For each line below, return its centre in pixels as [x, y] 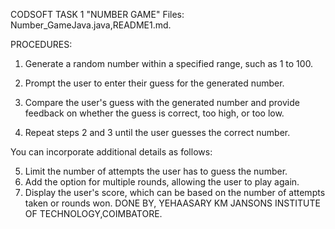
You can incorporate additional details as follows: [111, 152]
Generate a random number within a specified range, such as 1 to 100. [169, 63]
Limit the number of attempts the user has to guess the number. [156, 171]
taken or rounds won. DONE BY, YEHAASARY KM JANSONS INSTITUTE [172, 203]
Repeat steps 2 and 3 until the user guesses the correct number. [157, 132]
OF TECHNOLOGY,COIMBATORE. [93, 213]
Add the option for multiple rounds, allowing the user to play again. [162, 182]
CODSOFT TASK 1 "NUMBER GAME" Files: [97, 14]
